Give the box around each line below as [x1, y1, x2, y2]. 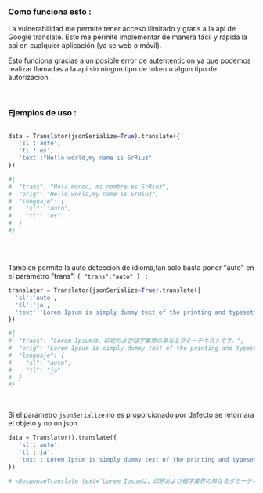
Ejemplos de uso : [8, 108, 77, 119]
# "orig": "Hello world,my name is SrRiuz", [8, 190, 159, 198]
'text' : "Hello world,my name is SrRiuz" [18, 154, 153, 163]
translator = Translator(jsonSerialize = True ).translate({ [8, 286, 201, 294]
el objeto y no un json [8, 418, 78, 428]
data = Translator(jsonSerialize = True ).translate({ [8, 132, 180, 140]
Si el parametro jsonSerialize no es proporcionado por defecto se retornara [8, 411, 254, 420]
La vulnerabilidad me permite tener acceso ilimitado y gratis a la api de [8, 24, 236, 34]
